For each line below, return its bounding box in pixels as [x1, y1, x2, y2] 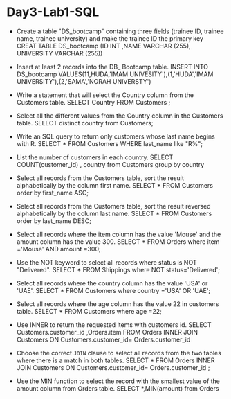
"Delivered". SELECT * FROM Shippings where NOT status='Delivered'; [16, 265, 221, 274]
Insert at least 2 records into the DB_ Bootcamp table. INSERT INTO [16, 62, 209, 71]
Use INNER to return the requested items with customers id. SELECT [16, 320, 212, 329]
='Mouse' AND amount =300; [16, 245, 101, 253]
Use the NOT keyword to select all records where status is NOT [16, 258, 197, 267]
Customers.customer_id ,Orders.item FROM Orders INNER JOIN [16, 328, 198, 336]
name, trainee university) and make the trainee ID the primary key [16, 34, 203, 42]
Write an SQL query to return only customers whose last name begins [16, 132, 216, 141]
